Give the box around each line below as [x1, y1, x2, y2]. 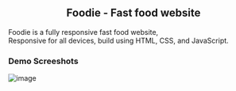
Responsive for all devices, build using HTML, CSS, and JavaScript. [8, 36, 229, 45]
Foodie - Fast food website [66, 6, 201, 20]
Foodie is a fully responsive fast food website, [8, 27, 159, 36]
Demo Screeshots [8, 55, 79, 66]
